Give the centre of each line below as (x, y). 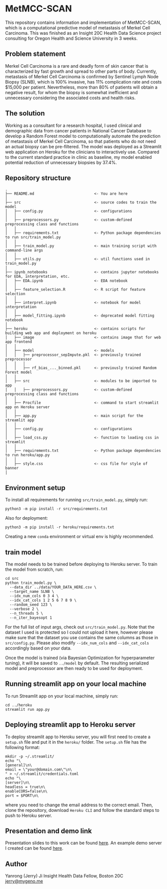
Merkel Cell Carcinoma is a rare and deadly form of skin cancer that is (77, 66)
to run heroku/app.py (28, 455)
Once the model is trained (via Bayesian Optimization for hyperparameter (80, 658)
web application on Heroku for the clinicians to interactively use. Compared (82, 152)
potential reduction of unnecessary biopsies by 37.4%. (61, 162)
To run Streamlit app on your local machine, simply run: (62, 696)
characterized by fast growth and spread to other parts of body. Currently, (81, 71)
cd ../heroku (19, 705)
